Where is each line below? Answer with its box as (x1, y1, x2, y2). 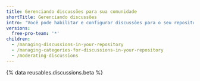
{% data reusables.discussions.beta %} (6, 69, 103, 76)
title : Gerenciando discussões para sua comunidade (6, 8, 137, 15)
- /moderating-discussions (11, 53, 79, 59)
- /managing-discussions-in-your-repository (11, 42, 124, 48)
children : (6, 36, 31, 42)
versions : (6, 25, 31, 31)
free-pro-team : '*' (11, 31, 60, 37)
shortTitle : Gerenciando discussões (6, 14, 97, 20)
